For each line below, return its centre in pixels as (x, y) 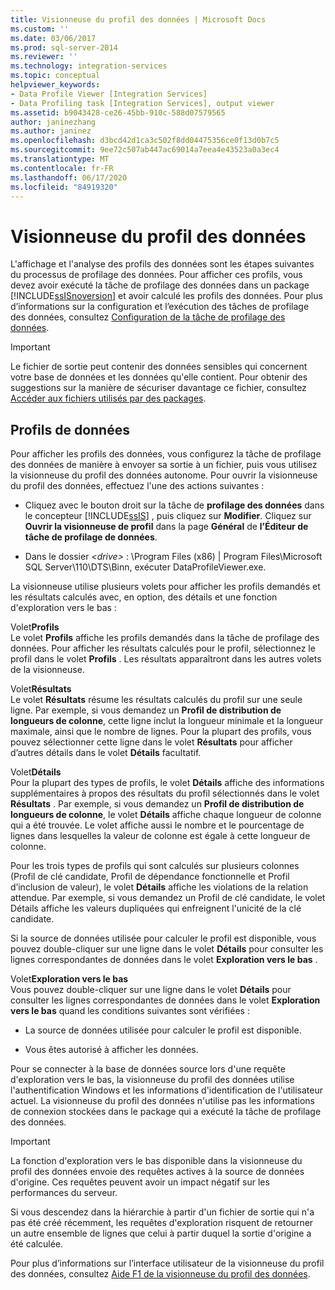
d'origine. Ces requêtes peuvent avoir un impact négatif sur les (140, 1182)
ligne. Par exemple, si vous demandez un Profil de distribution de (146, 710)
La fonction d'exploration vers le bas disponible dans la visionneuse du (156, 1161)
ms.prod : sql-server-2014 (64, 47)
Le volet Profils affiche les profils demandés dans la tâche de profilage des (165, 638)
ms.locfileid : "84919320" (64, 187)
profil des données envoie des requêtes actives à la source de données (157, 1172)
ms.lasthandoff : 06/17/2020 (69, 177)
